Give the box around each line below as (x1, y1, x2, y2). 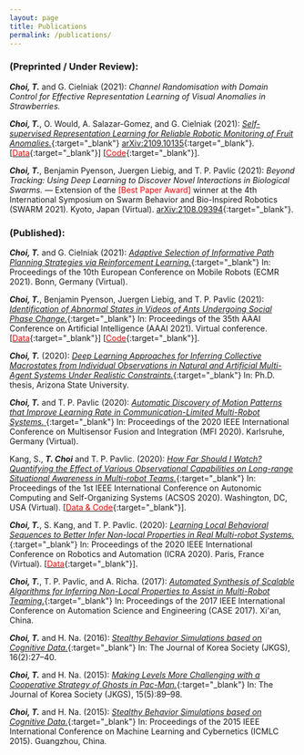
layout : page (9, 13, 59, 23)
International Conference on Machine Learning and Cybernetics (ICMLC (9, 726, 279, 737)
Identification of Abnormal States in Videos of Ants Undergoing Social (9, 303, 273, 315)
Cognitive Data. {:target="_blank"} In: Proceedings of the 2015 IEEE (9, 716, 260, 727)
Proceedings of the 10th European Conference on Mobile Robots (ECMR (9, 266, 279, 277)
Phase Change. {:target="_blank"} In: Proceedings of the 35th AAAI (9, 313, 261, 324)
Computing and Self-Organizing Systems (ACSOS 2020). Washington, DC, (9, 491, 289, 502)
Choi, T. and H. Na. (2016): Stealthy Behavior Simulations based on (9, 632, 262, 643)
